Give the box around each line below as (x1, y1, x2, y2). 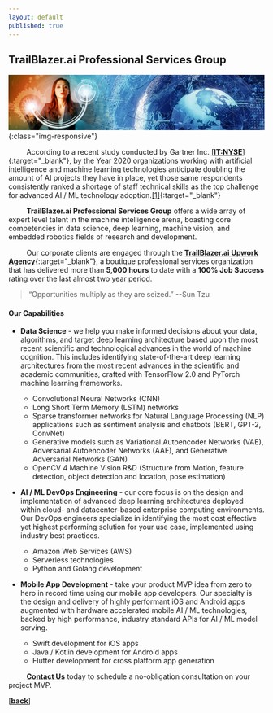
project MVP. (8, 680, 52, 690)
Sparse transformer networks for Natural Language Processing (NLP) (32, 411, 265, 421)
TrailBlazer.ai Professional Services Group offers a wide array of (26, 206, 246, 216)
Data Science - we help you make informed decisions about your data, (19, 326, 258, 336)
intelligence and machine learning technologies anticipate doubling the (8, 164, 245, 174)
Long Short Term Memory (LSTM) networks (32, 403, 179, 413)
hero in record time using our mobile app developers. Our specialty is (19, 588, 253, 598)
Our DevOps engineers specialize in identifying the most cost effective (19, 514, 258, 523)
